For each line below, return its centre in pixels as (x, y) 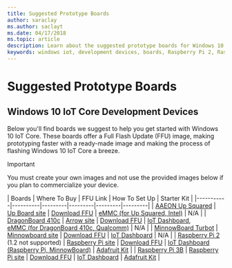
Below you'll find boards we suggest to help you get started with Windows (113, 128)
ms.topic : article (33, 39)
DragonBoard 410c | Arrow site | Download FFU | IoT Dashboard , (99, 220)
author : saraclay (32, 20)
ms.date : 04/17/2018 (37, 33)
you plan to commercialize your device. (63, 185)
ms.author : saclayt (35, 26)
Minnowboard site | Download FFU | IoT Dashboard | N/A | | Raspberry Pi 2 (114, 235)
